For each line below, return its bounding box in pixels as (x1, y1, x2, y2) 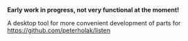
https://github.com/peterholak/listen (7, 27, 111, 34)
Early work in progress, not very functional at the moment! (7, 6, 180, 14)
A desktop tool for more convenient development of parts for (7, 19, 181, 27)
